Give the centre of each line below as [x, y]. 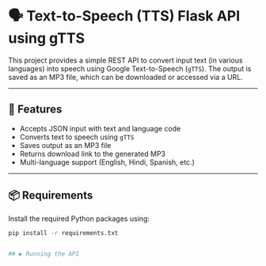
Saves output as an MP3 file [65, 145]
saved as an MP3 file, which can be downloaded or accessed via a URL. [125, 77]
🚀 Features [35, 110]
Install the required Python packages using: [79, 218]
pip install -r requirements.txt [63, 233]
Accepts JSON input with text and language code [100, 128]
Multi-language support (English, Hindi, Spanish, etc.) [107, 162]
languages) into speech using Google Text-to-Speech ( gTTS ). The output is [130, 68]
